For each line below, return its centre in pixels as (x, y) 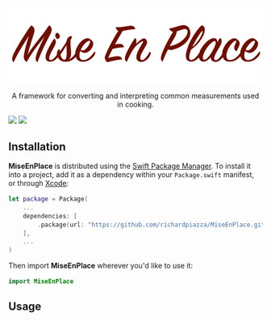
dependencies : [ (50, 216)
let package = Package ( (48, 199)
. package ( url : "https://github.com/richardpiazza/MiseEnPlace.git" (153, 225)
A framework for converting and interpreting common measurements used (135, 96)
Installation (37, 147)
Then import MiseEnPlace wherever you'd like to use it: (101, 266)
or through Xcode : (39, 183)
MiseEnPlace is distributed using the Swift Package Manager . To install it (130, 166)
